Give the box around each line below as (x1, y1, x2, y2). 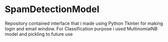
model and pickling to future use (5, 31, 73, 37)
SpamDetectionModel (5, 4, 100, 15)
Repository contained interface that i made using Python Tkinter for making (5, 20, 163, 26)
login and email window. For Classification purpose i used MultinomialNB (5, 25, 158, 31)
